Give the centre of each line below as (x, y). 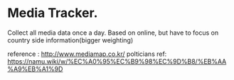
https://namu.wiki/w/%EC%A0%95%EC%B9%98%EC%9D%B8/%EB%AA (117, 61)
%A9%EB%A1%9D (35, 69)
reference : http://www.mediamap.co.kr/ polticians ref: (87, 54)
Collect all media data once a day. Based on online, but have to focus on (113, 33)
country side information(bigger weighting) (70, 40)
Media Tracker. (53, 13)
